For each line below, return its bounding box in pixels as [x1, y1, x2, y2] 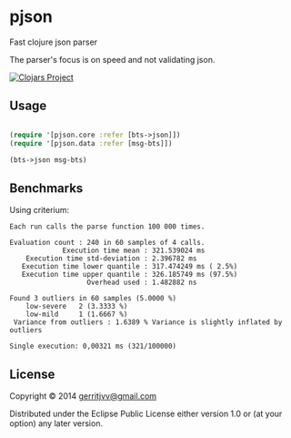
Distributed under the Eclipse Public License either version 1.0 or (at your [9, 408, 283, 419]
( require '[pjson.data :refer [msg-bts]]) [9, 138, 173, 148]
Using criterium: [9, 205, 70, 216]
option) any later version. [9, 418, 103, 429]
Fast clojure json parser [9, 36, 98, 47]
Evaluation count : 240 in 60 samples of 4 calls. [9, 239, 206, 248]
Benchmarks [9, 180, 84, 196]
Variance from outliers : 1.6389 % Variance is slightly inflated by [13, 318, 283, 327]
